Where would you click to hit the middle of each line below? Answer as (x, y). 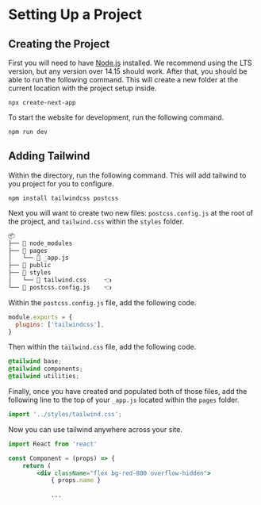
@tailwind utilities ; (44, 377)
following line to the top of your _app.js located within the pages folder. (124, 400)
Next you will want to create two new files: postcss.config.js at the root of (131, 212)
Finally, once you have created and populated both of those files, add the (128, 392)
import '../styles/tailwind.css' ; (65, 415)
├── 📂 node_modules (40, 243)
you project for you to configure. (61, 183)
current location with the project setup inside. (83, 88)
